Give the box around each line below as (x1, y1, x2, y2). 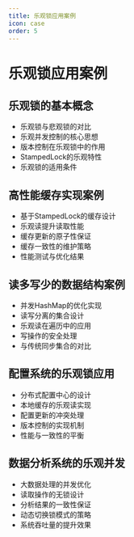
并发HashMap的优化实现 (19, 301, 103, 310)
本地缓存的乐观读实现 (19, 400, 91, 409)
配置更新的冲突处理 (19, 410, 85, 420)
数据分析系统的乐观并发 (8, 456, 125, 470)
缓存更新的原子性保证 (19, 231, 91, 241)
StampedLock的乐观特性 (19, 152, 103, 162)
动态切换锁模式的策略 (19, 510, 91, 519)
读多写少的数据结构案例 (8, 277, 125, 291)
